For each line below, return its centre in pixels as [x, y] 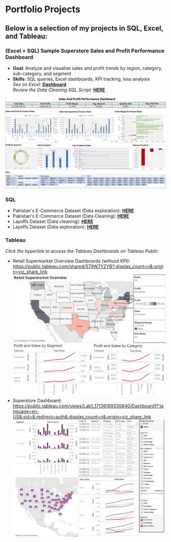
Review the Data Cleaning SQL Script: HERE [59, 90]
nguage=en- [26, 411]
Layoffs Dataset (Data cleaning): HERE [53, 222]
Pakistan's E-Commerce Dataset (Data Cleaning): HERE [71, 216]
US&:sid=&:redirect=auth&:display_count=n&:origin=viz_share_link [82, 417]
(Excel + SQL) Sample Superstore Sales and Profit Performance [85, 50]
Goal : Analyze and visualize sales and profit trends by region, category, [88, 68]
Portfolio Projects [43, 9]
